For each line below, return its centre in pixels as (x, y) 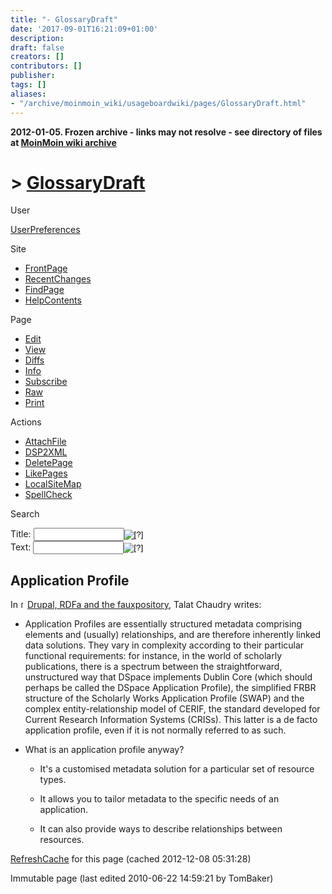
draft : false (37, 47)
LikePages (46, 473)
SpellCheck (48, 495)
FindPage (44, 290)
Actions (26, 422)
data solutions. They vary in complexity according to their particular (164, 645)
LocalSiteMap (53, 484)
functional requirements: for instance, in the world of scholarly (153, 656)
